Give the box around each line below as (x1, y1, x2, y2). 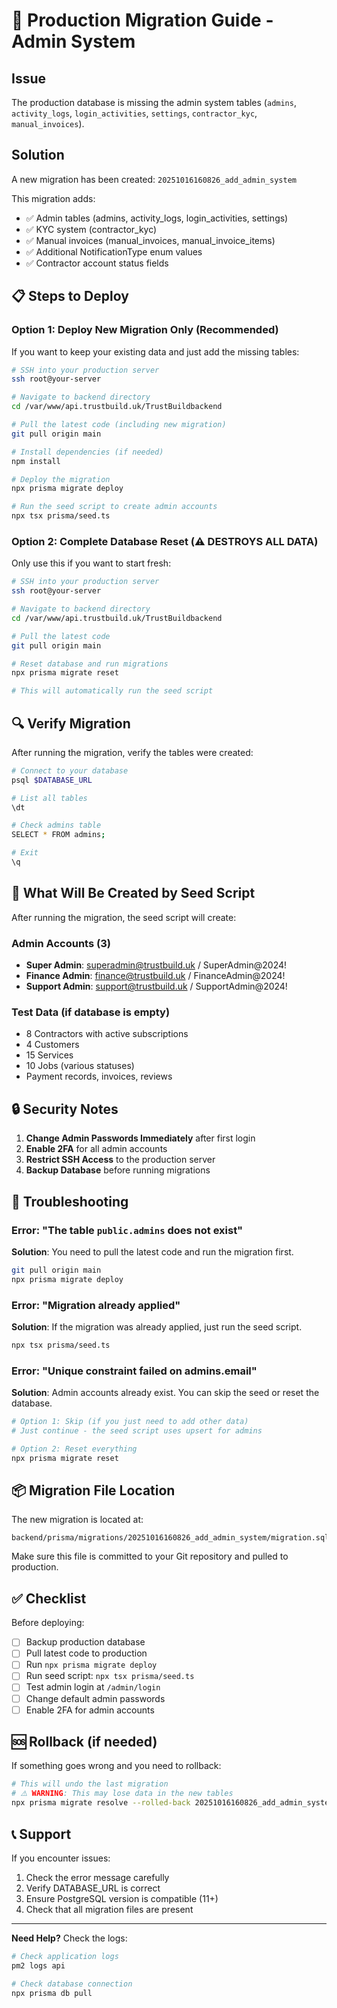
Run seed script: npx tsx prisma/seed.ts (25, 1670, 195, 1682)
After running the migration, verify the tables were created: (11, 746, 254, 758)
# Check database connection (11, 1979, 133, 1989)
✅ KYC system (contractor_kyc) (25, 223, 158, 235)
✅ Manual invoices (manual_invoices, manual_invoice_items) (25, 234, 276, 246)
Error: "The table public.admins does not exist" (11, 1223, 244, 1237)
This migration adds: (11, 192, 96, 204)
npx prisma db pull (11, 1988, 93, 1998)
